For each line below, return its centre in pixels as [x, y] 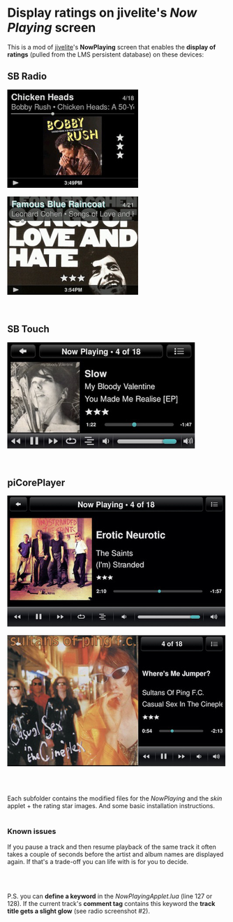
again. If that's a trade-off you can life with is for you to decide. [98, 861]
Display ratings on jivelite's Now [102, 13]
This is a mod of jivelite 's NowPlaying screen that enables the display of [112, 47]
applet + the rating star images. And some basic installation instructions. [111, 806]
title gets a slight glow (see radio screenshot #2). [78, 911]
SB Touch [29, 329]
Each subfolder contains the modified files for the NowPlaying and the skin [115, 798]
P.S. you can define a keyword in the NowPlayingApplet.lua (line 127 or [110, 896]
